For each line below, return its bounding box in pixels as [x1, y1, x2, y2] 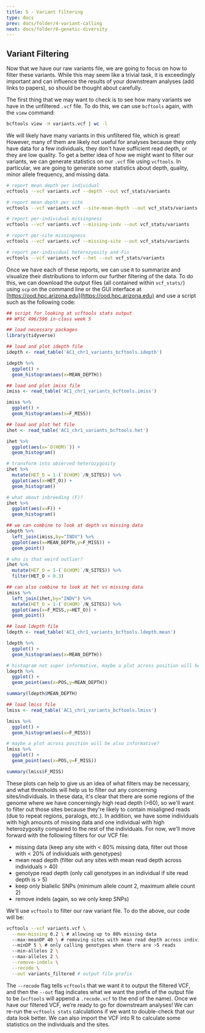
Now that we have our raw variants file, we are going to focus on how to [6, 65, 187, 72]
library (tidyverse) [6, 333, 56, 339]
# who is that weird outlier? [6, 556, 84, 562]
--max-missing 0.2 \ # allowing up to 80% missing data [12, 931, 157, 937]
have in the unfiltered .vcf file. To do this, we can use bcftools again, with [6, 103, 193, 110]
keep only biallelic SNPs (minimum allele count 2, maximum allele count [15, 882, 195, 890]
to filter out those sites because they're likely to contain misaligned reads [6, 805, 190, 813]
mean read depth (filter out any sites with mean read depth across [15, 856, 182, 863]
